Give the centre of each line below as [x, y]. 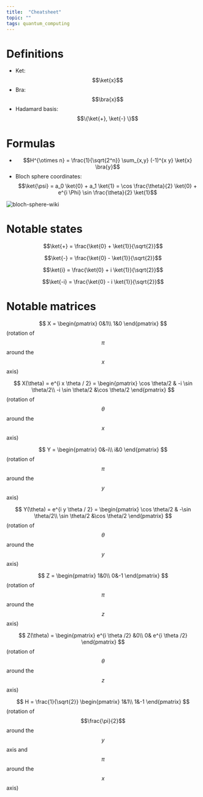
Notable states [44, 229]
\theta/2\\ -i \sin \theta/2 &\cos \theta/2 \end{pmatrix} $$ [103, 390]
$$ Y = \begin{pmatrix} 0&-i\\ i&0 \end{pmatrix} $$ [103, 450]
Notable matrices [51, 307]
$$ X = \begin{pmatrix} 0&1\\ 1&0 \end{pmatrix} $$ [103, 324]
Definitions [35, 54]
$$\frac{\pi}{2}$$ [103, 721]
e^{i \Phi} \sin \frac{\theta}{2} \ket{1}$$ [108, 193]
